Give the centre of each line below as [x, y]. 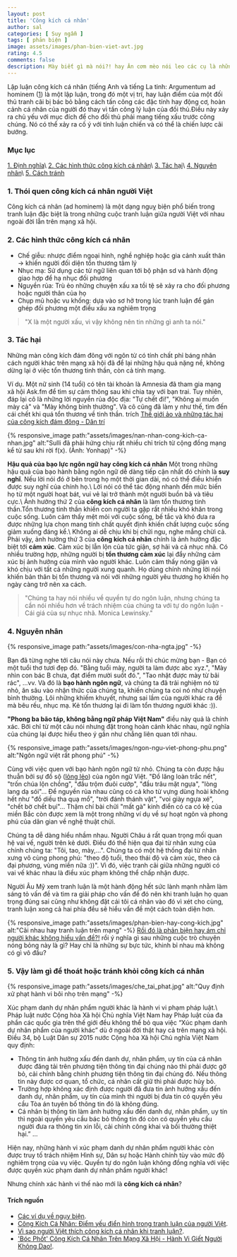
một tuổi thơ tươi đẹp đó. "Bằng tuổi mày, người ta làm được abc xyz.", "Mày [117, 668]
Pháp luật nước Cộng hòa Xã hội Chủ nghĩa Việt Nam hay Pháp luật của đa [115, 1015]
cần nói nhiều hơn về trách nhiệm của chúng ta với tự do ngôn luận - [124, 605]
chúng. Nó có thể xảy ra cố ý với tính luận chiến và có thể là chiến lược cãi [115, 124]
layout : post [26, 14]
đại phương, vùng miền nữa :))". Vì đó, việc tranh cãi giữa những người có [114, 865]
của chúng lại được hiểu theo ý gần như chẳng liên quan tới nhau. [102, 734]
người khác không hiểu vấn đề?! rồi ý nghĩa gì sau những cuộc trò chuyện [114, 938]
